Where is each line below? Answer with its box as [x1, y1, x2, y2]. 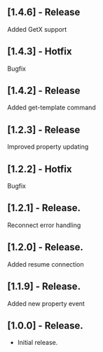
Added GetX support [7, 25, 67, 33]
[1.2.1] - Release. [7, 202, 81, 214]
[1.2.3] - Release [7, 123, 81, 135]
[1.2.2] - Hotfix [7, 163, 72, 175]
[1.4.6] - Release [7, 6, 81, 18]
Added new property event [7, 299, 85, 308]
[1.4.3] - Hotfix [7, 46, 72, 58]
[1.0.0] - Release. [7, 320, 84, 332]
